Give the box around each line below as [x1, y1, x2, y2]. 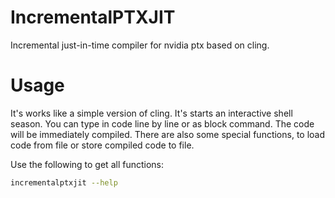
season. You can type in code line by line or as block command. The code [10, 117, 315, 130]
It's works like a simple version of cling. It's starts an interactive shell [10, 107, 293, 119]
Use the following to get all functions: [10, 158, 165, 170]
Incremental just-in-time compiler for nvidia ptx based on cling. [10, 39, 270, 51]
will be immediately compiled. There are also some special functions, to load [10, 128, 326, 140]
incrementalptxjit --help [10, 177, 118, 188]
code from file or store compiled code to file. [10, 139, 195, 151]
